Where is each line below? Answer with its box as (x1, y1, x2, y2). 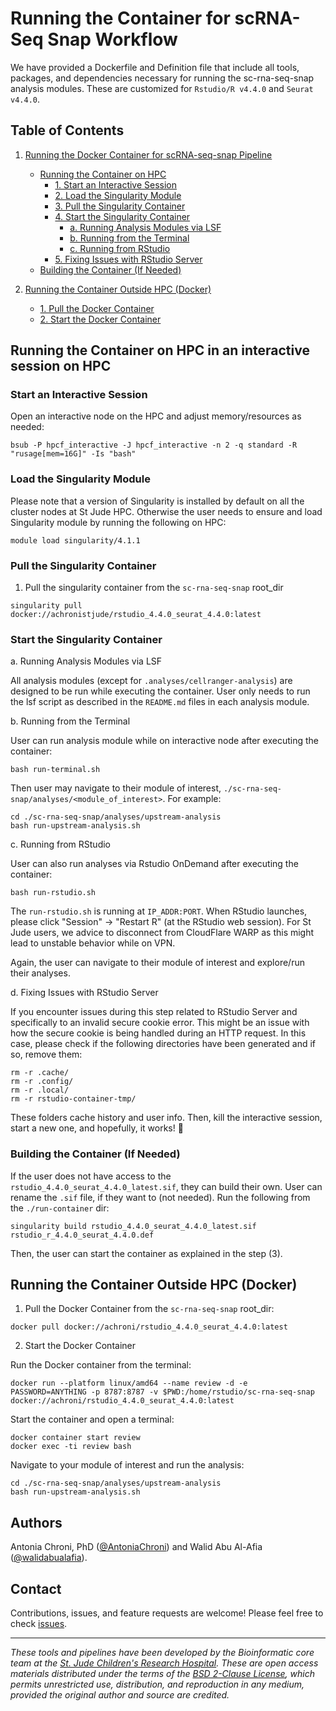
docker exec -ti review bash (10, 1442, 132, 1452)
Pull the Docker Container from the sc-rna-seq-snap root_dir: (24, 1303, 275, 1315)
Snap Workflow (47, 28, 178, 51)
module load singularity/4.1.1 (10, 535, 141, 546)
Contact (10, 1580, 62, 1597)
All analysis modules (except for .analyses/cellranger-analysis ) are (10, 675, 293, 687)
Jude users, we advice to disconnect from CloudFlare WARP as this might (10, 927, 315, 939)
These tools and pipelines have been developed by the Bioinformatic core (10, 1647, 315, 1659)
